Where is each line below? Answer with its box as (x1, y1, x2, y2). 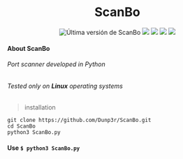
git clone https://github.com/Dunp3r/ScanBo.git (7, 116, 152, 124)
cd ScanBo (7, 123, 36, 130)
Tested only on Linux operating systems (7, 82, 124, 90)
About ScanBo (7, 44, 50, 52)
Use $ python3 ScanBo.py (7, 144, 80, 152)
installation (24, 103, 56, 112)
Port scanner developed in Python (7, 60, 106, 68)
